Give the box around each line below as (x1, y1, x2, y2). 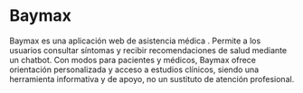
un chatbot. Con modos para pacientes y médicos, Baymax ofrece (9, 54, 256, 65)
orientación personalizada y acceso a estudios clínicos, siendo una (9, 64, 260, 75)
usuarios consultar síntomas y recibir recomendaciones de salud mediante (9, 44, 288, 55)
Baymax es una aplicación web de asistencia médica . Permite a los (9, 35, 261, 46)
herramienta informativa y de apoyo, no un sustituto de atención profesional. (9, 73, 295, 84)
